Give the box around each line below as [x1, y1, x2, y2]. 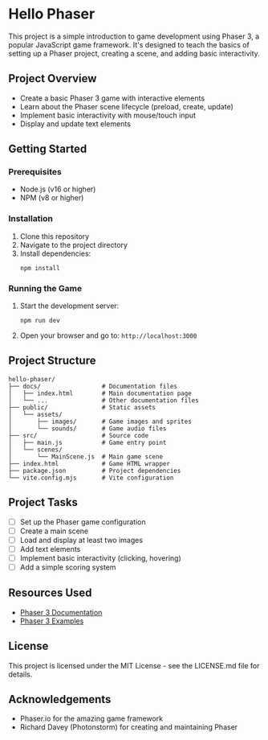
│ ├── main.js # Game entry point [8, 438, 167, 446]
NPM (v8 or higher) [19, 193, 84, 203]
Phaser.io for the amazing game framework [19, 713, 163, 724]
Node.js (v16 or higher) [19, 184, 96, 194]
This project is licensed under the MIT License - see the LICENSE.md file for [8, 660, 260, 670]
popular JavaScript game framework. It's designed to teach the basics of [8, 39, 250, 49]
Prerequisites [8, 166, 62, 178]
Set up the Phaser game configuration [19, 516, 146, 527]
